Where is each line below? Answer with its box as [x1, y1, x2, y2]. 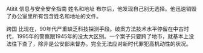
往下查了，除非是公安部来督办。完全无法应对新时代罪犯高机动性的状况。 [11, 40, 192, 47]
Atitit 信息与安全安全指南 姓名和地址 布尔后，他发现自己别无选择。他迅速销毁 [6, 5, 197, 12]
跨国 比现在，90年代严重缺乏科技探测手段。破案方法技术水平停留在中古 [6, 26, 184, 32]
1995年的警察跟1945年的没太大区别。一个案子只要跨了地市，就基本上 [16, 33, 189, 40]
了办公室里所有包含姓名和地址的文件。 [6, 13, 101, 20]
